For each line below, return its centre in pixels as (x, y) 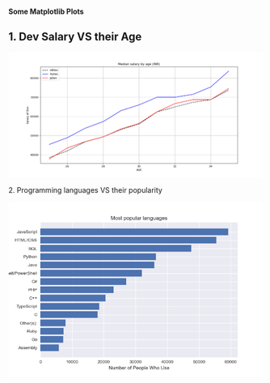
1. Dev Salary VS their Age (75, 36)
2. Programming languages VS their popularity (86, 189)
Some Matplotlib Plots (46, 11)
